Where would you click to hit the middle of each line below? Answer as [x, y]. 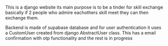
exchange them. [22, 18]
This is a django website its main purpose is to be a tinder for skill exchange [84, 7]
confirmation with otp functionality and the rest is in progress [69, 38]
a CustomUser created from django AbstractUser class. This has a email [80, 33]
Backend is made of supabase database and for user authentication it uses [83, 27]
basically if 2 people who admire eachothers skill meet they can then [77, 12]
